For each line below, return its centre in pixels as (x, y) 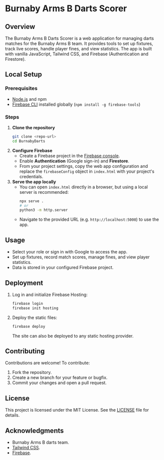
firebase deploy (29, 326)
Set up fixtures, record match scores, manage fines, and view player (81, 257)
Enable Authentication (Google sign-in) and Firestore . (74, 161)
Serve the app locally (34, 182)
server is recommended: (44, 192)
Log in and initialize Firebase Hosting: (50, 295)
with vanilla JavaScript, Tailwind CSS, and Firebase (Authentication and (77, 54)
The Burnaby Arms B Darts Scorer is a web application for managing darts (80, 38)
